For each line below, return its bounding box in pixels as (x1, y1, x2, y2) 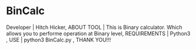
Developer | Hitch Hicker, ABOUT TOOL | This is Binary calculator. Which (6, 24, 182, 31)
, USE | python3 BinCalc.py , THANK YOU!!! (6, 36, 111, 43)
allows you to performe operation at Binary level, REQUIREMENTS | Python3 (6, 30, 191, 37)
